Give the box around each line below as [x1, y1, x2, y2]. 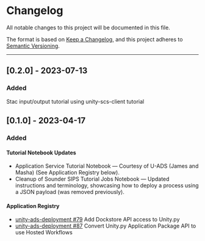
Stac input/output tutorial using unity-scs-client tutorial [6, 98, 145, 105]
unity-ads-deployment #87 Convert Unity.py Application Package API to [15, 222, 196, 229]
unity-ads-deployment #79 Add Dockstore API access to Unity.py [15, 216, 180, 223]
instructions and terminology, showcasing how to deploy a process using [15, 182, 199, 189]
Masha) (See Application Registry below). [15, 169, 120, 176]
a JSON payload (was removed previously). [15, 189, 125, 196]
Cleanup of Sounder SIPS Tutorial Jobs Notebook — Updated [15, 175, 170, 183]
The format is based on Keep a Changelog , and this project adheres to [6, 35, 183, 43]
